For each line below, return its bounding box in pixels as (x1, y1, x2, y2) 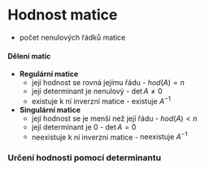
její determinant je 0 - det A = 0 (31, 122, 137, 131)
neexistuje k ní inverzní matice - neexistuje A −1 (31, 130, 188, 142)
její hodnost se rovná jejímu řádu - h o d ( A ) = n (31, 78, 185, 88)
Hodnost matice (7, 6, 118, 24)
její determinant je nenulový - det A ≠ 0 (31, 87, 164, 96)
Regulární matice (19, 69, 79, 79)
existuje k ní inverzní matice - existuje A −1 (31, 95, 172, 106)
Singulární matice (19, 105, 81, 114)
